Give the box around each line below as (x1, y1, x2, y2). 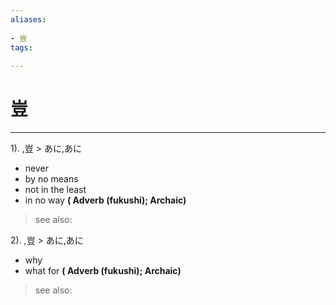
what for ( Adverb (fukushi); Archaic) (24, 265, 182, 277)
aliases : (10, 14, 47, 25)
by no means (24, 173, 79, 185)
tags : (10, 42, 33, 53)
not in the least (24, 184, 87, 196)
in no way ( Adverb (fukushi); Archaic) (24, 194, 187, 206)
